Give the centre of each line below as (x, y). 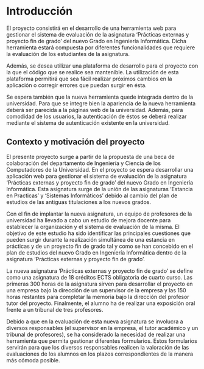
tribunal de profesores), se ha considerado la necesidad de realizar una (96, 334)
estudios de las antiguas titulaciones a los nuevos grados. (79, 202)
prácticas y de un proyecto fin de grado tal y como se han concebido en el (100, 246)
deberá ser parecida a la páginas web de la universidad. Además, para (95, 110)
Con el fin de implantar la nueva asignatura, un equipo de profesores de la (99, 214)
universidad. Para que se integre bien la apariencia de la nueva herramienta (101, 103)
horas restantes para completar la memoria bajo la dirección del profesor (98, 297)
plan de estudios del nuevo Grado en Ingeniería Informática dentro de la (97, 252)
